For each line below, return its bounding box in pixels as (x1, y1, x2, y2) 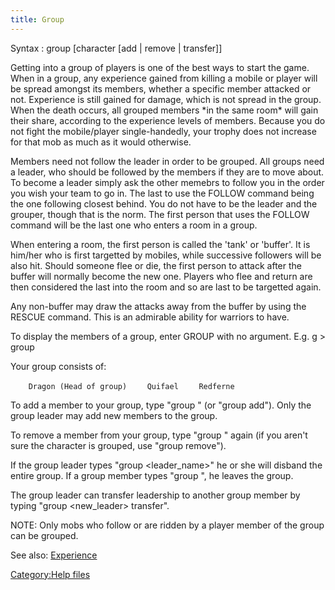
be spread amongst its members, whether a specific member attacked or (10, 82, 312, 95)
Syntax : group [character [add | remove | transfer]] (10, 42, 223, 54)
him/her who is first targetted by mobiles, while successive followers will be (10, 249, 322, 261)
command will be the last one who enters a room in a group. (10, 219, 258, 231)
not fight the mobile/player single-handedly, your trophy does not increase (10, 125, 317, 137)
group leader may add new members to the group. (10, 409, 218, 421)
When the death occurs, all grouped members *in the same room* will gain (10, 104, 319, 116)
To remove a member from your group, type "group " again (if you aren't (10, 429, 308, 441)
